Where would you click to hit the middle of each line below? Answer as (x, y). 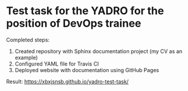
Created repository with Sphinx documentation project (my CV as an (98, 51)
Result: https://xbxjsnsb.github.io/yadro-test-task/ (68, 82)
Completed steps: (28, 40)
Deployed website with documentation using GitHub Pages (87, 70)
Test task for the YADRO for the (85, 11)
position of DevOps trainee (74, 23)
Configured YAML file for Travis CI (57, 64)
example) (26, 57)
